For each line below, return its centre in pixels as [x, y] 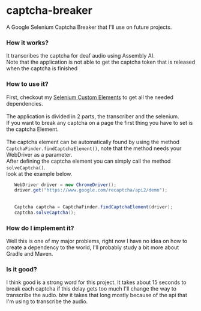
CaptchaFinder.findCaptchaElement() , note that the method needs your [94, 148]
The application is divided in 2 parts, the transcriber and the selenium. [93, 116]
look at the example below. [39, 174]
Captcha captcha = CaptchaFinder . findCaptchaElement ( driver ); [93, 207]
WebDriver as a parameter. [39, 154]
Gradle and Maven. [30, 254]
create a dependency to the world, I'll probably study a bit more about [93, 247]
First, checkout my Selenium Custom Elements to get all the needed [90, 97]
